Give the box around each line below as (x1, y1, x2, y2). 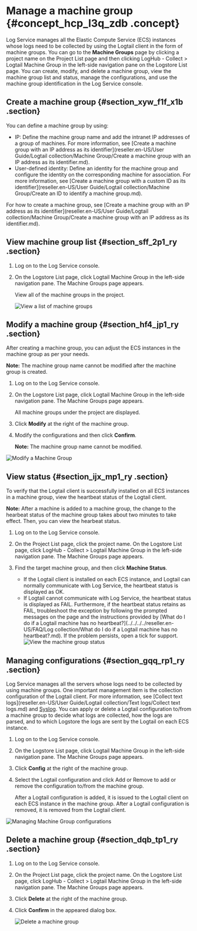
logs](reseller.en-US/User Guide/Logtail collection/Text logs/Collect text (6, 699, 181, 706)
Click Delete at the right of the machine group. (14, 895, 128, 902)
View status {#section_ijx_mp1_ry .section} (6, 472, 169, 482)
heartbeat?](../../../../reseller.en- (98, 620, 175, 627)
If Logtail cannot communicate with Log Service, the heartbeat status (23, 594, 191, 602)
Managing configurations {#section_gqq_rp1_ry (6, 656, 185, 666)
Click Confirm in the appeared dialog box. (14, 906, 117, 913)
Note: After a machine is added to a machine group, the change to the (6, 505, 176, 512)
